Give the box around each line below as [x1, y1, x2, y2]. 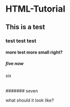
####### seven [5, 88, 38, 93]
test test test [5, 37, 36, 44]
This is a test [5, 23, 46, 31]
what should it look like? [5, 97, 54, 103]
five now [5, 60, 24, 66]
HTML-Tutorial [5, 3, 66, 15]
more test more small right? [5, 50, 63, 55]
